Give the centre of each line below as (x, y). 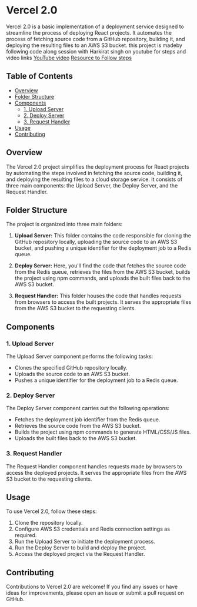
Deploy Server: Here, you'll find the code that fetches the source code (100, 266)
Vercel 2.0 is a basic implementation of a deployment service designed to (95, 26)
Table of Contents (40, 76)
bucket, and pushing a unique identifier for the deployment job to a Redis (103, 248)
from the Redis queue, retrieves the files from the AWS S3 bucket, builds (102, 272)
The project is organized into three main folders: (64, 224)
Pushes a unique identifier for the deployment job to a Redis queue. (96, 380)
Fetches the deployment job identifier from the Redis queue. (87, 420)
